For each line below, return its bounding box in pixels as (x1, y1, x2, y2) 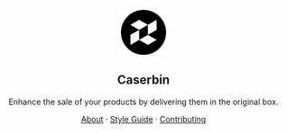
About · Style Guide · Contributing (80, 113, 207, 124)
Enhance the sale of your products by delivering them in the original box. (8, 96, 279, 107)
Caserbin (116, 73, 171, 88)
